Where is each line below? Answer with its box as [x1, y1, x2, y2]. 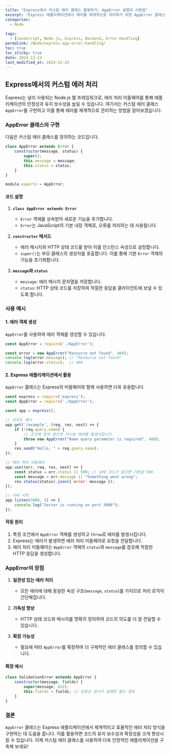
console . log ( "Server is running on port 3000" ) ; [14, 502, 120, 508]
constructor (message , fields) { [14, 679, 83, 685]
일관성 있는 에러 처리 [12, 577, 53, 583]
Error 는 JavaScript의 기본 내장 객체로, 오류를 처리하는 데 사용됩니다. [20, 222, 157, 228]
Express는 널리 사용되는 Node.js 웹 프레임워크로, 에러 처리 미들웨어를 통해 [5, 95, 154, 101]
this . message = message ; [23, 158, 76, 164]
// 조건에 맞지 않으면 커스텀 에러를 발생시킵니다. [23, 431, 114, 437]
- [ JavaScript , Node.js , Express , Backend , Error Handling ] [10, 36, 140, 41]
